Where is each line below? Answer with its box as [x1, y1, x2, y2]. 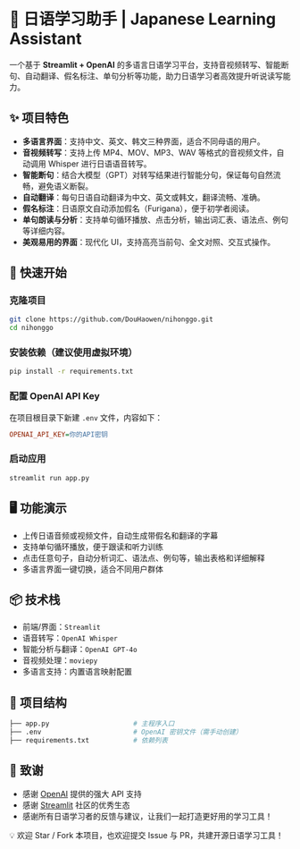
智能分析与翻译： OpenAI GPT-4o [21, 644, 137, 655]
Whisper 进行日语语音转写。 [47, 158, 152, 169]
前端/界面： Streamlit [21, 622, 101, 633]
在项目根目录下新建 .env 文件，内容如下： [9, 412, 163, 422]
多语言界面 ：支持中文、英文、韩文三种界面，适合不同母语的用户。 [21, 136, 265, 147]
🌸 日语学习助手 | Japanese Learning [9, 9, 277, 30]
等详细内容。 [21, 225, 70, 236]
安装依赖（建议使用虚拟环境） [9, 346, 138, 359]
